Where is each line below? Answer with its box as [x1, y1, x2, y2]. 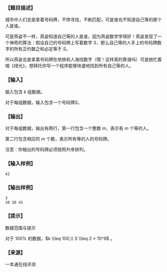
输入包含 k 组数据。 [5, 89, 45, 95]
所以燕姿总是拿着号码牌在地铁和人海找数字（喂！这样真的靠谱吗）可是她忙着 [5, 56, 162, 63]
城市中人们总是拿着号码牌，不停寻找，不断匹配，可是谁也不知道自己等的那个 [5, 16, 162, 23]
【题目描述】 [5, 4, 36, 11]
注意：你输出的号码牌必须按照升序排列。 [5, 146, 88, 152]
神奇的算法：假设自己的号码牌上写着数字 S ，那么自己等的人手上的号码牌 [9, 40, 158, 46]
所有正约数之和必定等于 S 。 [13, 46, 71, 52]
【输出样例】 [5, 184, 36, 191]
